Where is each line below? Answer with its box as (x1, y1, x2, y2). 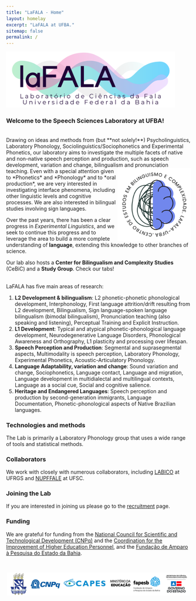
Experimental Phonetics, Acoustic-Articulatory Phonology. (14, 356, 156, 363)
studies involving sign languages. (6, 205, 87, 212)
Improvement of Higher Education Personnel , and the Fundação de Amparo (6, 543, 188, 550)
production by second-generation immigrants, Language (14, 394, 152, 401)
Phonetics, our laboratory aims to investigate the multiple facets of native (6, 148, 183, 156)
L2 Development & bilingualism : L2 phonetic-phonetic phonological (14, 294, 180, 301)
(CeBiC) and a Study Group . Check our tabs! (6, 265, 114, 272)
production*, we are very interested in (6, 180, 97, 187)
